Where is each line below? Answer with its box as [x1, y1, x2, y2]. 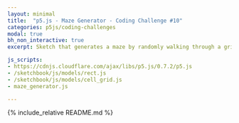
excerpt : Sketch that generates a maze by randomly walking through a [7, 43, 221, 50]
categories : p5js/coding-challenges [7, 23, 116, 31]
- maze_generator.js [7, 82, 69, 90]
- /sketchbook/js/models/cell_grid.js [7, 76, 122, 83]
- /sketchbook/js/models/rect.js [7, 69, 107, 77]
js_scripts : [7, 56, 43, 64]
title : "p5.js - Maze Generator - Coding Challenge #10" [7, 17, 183, 24]
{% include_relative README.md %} [7, 108, 114, 117]
